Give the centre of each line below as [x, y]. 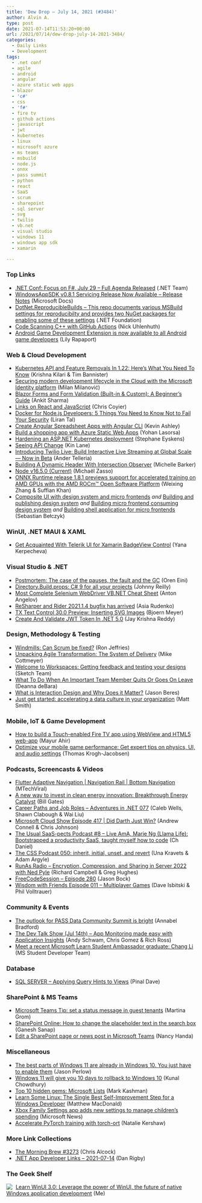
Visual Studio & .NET [37, 567]
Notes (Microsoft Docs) [44, 301]
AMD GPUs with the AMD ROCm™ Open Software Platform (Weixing [99, 483]
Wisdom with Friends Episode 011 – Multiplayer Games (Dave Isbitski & [102, 885]
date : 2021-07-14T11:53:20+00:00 [48, 29]
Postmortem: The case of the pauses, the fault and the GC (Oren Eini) [101, 580]
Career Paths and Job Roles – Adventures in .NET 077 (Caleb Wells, [99, 808]
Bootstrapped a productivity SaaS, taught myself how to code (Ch [97, 840]
